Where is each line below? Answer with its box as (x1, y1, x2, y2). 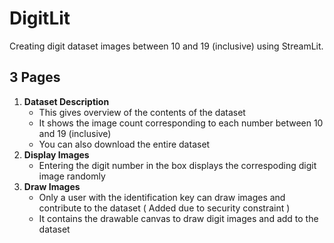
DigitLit (9, 7, 71, 30)
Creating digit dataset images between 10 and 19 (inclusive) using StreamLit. (9, 40, 324, 52)
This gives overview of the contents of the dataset (38, 106, 246, 118)
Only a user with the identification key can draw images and (38, 191, 286, 203)
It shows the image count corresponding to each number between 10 (38, 117, 324, 129)
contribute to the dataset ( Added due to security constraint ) (38, 202, 291, 214)
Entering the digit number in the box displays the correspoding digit (38, 159, 317, 171)
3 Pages (9, 69, 61, 86)
